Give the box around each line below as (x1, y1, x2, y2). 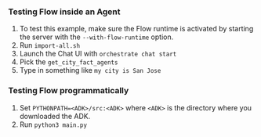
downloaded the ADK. (19, 111, 91, 121)
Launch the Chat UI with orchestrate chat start (19, 49, 177, 59)
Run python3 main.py (19, 120, 88, 129)
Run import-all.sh (19, 41, 81, 50)
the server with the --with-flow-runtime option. (19, 32, 174, 41)
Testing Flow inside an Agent (8, 6, 121, 17)
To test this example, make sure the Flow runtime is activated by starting (19, 24, 254, 34)
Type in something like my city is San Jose (19, 66, 161, 75)
